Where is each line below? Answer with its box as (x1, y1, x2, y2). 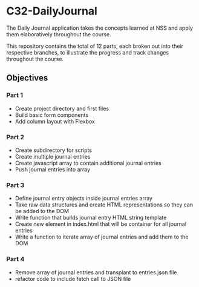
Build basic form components (15, 111, 89, 119)
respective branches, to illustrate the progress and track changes (6, 48, 169, 56)
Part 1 (6, 91, 23, 99)
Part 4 (6, 255, 25, 263)
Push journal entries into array (15, 165, 91, 173)
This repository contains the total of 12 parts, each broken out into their (6, 42, 183, 50)
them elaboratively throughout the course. (6, 30, 111, 38)
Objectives (6, 73, 48, 83)
